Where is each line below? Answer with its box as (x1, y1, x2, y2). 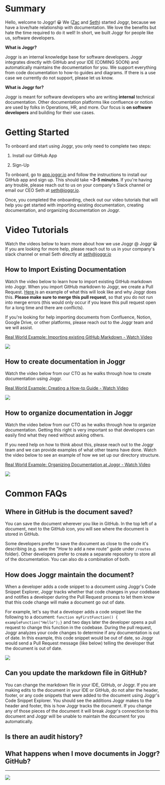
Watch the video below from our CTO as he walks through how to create (5, 371, 151, 377)
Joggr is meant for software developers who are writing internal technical (5, 94, 155, 100)
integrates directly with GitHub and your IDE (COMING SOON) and (5, 59, 139, 65)
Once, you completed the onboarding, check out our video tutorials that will (5, 197, 158, 203)
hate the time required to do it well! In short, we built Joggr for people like (5, 29, 154, 35)
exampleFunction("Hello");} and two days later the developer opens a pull (5, 619, 156, 625)
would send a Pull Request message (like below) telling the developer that (5, 640, 155, 646)
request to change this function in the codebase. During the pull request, (5, 625, 152, 631)
